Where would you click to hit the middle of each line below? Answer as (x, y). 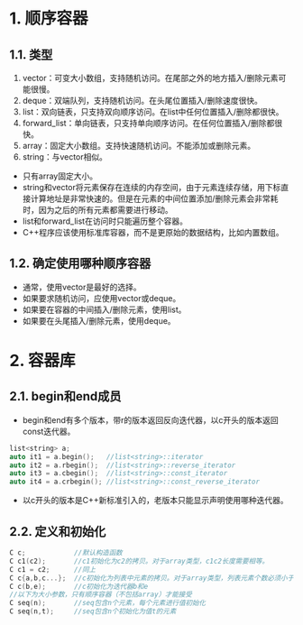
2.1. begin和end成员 (65, 396)
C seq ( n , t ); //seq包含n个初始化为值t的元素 (93, 611)
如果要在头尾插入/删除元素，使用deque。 (99, 320)
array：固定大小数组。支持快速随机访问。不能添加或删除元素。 (138, 146)
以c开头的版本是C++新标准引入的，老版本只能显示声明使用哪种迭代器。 (155, 501)
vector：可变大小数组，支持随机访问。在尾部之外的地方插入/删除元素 (150, 78)
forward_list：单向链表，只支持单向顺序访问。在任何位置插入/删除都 (148, 123)
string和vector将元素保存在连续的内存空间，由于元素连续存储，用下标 (151, 187)
